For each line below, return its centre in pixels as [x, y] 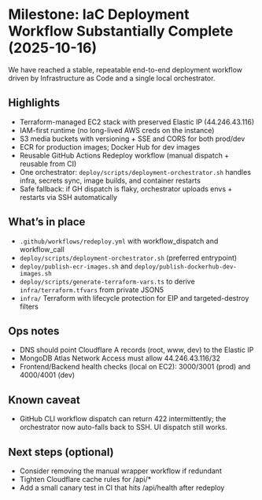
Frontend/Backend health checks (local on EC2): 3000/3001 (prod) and [135, 367]
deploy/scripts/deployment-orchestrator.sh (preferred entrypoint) [128, 257]
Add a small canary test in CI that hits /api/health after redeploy [122, 487]
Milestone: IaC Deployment [99, 15]
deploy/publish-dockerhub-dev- [186, 267]
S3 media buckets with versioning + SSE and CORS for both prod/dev [132, 139]
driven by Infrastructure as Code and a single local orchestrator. [112, 78]
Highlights [34, 103]
